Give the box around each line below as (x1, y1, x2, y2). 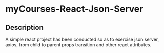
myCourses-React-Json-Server (5, 3, 143, 15)
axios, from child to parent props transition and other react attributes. (5, 42, 152, 48)
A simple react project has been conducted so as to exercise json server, (5, 36, 159, 42)
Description (5, 23, 44, 32)
